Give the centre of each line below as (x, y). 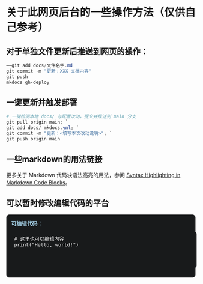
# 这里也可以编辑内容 (39, 239)
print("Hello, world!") (47, 245)
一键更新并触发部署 (42, 102)
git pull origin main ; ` (37, 122)
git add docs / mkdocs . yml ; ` (43, 128)
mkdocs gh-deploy (28, 82)
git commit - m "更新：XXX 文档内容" (49, 71)
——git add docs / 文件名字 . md (40, 65)
